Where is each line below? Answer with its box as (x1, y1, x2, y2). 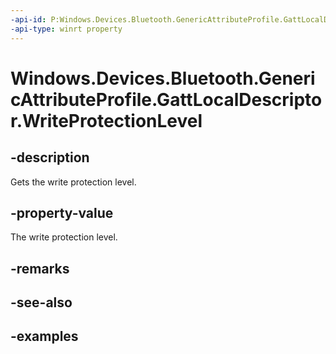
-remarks (10, 260, 70, 277)
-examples (10, 328, 79, 345)
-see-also (10, 294, 73, 311)
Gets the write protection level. (10, 176, 137, 188)
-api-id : (10, 14, 47, 25)
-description (10, 149, 90, 166)
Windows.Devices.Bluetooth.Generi (10, 67, 316, 90)
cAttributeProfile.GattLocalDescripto (10, 88, 323, 111)
